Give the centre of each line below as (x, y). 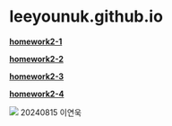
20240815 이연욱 (51, 112)
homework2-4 (37, 94)
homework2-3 (37, 76)
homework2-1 (36, 41)
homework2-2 (37, 58)
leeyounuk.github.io (86, 17)
